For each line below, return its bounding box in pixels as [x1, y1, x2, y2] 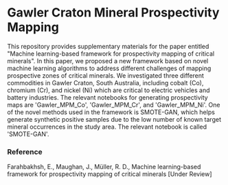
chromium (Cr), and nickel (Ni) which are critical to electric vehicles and [7, 86, 211, 94]
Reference [7, 146, 43, 156]
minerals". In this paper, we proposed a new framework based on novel [7, 56, 209, 65]
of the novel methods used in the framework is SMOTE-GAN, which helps [7, 108, 215, 116]
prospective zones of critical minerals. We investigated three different [7, 71, 205, 80]
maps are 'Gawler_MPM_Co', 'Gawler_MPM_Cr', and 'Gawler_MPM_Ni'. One [7, 100, 220, 109]
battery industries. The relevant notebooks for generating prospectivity [7, 93, 208, 101]
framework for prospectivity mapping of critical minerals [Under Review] [7, 170, 212, 178]
